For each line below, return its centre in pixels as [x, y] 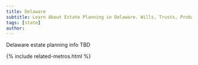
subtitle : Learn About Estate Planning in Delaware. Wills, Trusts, [92, 17]
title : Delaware [26, 12]
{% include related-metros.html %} [49, 56]
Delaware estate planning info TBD [48, 45]
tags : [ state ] [24, 22]
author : [16, 28]
